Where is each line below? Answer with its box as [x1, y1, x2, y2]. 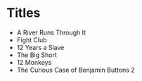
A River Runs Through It [16, 28, 86, 37]
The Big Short [16, 51, 58, 59]
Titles [6, 5, 41, 21]
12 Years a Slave [16, 43, 65, 51]
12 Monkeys [16, 58, 52, 66]
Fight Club [16, 35, 47, 44]
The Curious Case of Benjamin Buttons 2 [16, 66, 135, 74]
